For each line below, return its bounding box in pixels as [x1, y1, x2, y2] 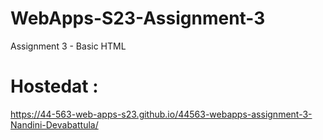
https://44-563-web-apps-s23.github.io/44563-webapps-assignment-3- [10, 108, 313, 120]
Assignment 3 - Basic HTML [10, 40, 127, 52]
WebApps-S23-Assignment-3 [10, 7, 266, 30]
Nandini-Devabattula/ [10, 118, 99, 131]
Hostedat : [10, 75, 99, 98]
